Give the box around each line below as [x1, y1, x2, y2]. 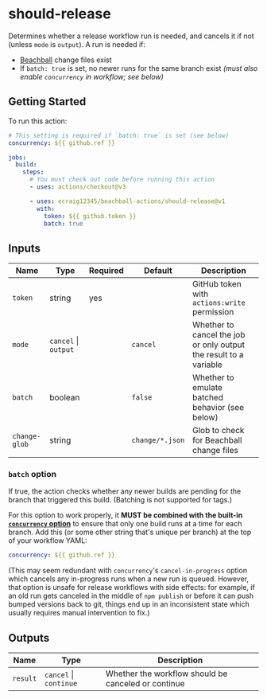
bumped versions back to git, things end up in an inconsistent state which [8, 599, 250, 609]
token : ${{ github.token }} [43, 212, 137, 220]
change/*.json [131, 435, 185, 445]
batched [192, 392, 224, 403]
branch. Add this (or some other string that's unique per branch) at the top [8, 527, 252, 537]
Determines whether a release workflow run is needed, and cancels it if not [8, 31, 254, 41]
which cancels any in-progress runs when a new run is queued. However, [8, 574, 249, 584]
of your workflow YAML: [8, 536, 87, 545]
